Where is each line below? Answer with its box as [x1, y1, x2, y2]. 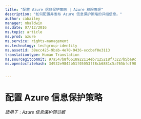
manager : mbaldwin [5, 20, 42, 26]
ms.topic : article [5, 30, 42, 34]
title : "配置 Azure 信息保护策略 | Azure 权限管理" [5, 7, 103, 12]
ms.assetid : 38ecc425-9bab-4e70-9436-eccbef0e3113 [5, 48, 110, 52]
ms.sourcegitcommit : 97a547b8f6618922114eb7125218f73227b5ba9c [5, 57, 137, 62]
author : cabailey [5, 16, 40, 21]
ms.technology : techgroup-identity [5, 43, 78, 48]
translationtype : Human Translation [5, 52, 80, 57]
